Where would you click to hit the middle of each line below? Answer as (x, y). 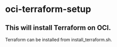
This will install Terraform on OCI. (58, 28)
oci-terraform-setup (48, 9)
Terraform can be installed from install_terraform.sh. (58, 39)
